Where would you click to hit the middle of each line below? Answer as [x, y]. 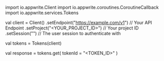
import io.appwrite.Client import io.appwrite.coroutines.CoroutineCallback [82, 7]
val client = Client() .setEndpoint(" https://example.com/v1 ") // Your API [79, 23]
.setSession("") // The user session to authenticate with [63, 33]
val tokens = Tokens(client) [33, 43]
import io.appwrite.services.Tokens [42, 13]
